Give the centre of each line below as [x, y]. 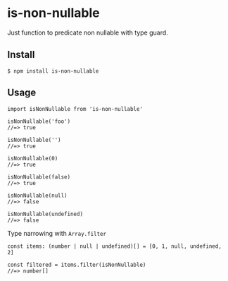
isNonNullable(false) [39, 177]
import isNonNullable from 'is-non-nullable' [75, 109]
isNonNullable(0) [33, 158]
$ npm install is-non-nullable [53, 71]
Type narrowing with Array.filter [57, 233]
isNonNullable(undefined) [45, 214]
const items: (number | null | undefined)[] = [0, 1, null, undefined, [114, 246]
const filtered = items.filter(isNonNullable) [77, 265]
